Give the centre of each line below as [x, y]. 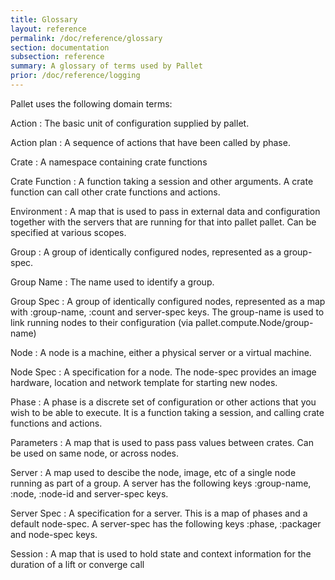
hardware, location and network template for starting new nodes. [144, 382]
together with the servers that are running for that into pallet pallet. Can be [163, 222]
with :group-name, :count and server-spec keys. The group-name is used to [167, 312]
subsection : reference [57, 57]
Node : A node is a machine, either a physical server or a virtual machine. [161, 352]
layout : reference [48, 29]
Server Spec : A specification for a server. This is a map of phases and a [159, 513]
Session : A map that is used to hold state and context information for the [161, 553]
